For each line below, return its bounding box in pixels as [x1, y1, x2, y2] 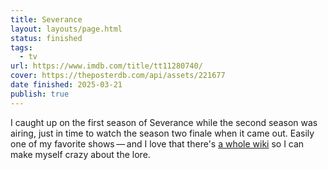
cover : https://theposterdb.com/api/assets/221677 [10, 71, 226, 81]
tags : [10, 42, 33, 53]
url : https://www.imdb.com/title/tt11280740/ [10, 61, 203, 71]
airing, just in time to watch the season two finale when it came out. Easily [10, 127, 315, 139]
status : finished [10, 33, 83, 43]
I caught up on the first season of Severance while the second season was [10, 116, 318, 128]
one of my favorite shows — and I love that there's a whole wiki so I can [10, 137, 305, 150]
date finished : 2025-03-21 [10, 80, 123, 90]
